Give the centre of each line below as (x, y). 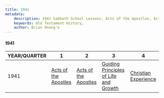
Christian (141, 73)
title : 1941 (17, 9)
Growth (110, 88)
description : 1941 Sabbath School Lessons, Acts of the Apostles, (83, 18)
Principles (113, 70)
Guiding (111, 64)
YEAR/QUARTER (27, 56)
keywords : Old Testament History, (49, 23)
